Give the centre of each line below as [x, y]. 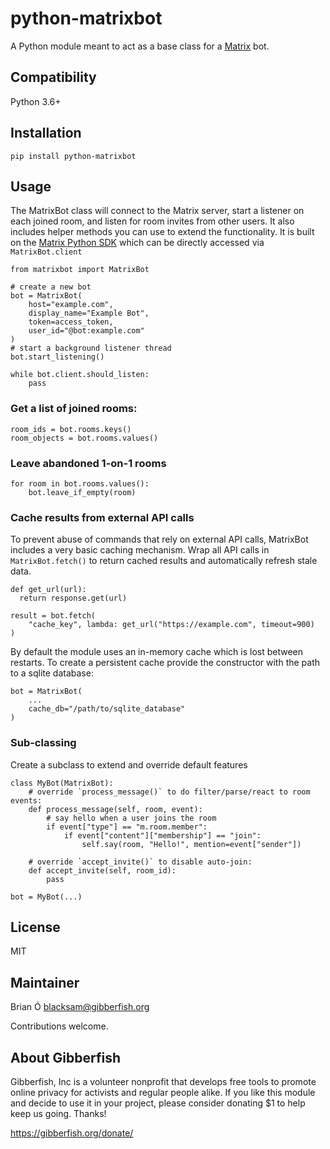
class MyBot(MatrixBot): [62, 783]
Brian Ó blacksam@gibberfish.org [80, 1007]
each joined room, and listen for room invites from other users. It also [152, 221]
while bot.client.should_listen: [80, 375]
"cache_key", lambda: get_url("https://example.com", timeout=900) [171, 625]
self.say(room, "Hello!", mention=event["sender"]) [191, 844]
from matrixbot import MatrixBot [80, 270]
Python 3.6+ [36, 101]
